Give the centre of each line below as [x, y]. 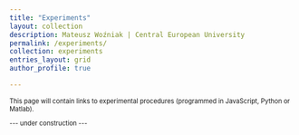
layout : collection [46, 26]
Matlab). [22, 109]
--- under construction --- [48, 123]
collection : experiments [56, 52]
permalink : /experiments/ [58, 43]
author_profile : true [50, 69]
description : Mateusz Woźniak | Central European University [127, 34]
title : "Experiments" [50, 18]
